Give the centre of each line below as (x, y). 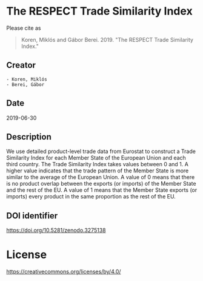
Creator (21, 65)
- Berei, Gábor (25, 84)
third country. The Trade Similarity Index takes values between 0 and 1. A (98, 164)
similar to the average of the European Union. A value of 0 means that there (101, 177)
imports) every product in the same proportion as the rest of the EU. (91, 197)
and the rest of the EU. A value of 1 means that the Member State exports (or (102, 190)
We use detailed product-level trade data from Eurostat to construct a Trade (101, 151)
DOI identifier (32, 216)
